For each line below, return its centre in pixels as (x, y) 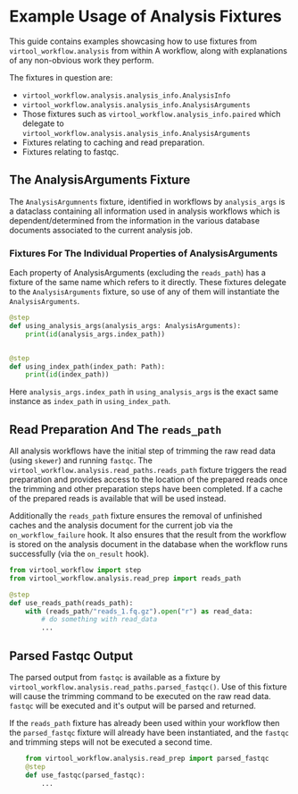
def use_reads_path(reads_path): (71, 603)
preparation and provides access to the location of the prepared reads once (149, 479)
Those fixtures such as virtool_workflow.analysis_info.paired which (151, 114)
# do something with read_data (99, 620)
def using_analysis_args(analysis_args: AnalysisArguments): (125, 325)
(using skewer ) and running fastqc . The (81, 460)
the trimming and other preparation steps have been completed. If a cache (146, 489)
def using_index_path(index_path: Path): (87, 367)
